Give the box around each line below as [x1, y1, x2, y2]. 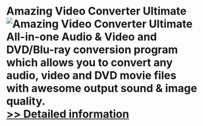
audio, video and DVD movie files [6, 68, 177, 82]
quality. [6, 94, 46, 108]
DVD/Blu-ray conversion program [6, 43, 178, 57]
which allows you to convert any [6, 56, 173, 70]
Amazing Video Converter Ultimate [6, 4, 187, 18]
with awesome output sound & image [6, 82, 198, 95]
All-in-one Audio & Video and [6, 30, 157, 44]
